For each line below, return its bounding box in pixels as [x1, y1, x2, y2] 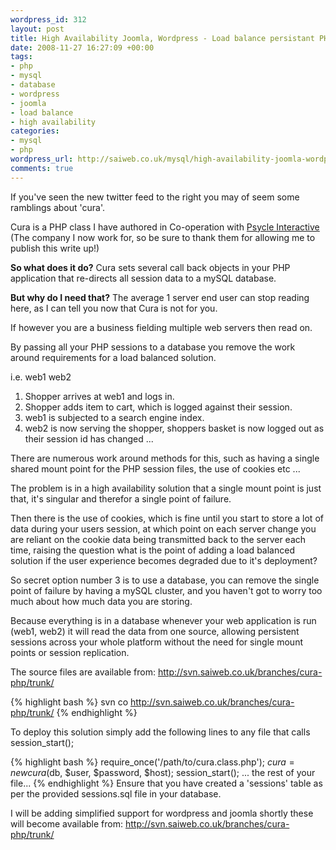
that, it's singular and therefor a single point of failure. [10, 492, 232, 505]
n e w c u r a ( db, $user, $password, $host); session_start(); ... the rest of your [10, 766, 316, 778]
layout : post [10, 24, 65, 34]
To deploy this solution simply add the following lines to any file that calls [10, 726, 311, 738]
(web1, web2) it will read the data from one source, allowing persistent [10, 625, 300, 637]
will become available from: [10, 817, 123, 830]
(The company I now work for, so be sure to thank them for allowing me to [10, 231, 316, 243]
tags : [10, 52, 33, 62]
